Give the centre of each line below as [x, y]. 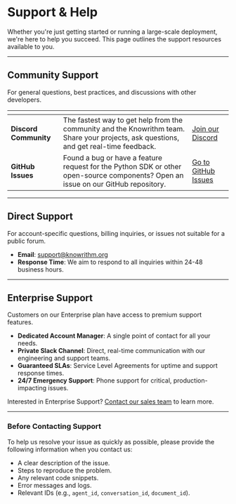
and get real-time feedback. [110, 146]
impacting [32, 388]
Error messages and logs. [54, 485]
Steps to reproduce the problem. [65, 470]
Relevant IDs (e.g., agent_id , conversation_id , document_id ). [104, 493]
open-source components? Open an [123, 175]
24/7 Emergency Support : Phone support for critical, [94, 380]
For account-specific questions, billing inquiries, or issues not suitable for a [116, 233]
